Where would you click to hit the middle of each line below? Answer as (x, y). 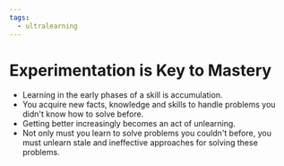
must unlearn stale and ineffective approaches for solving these (140, 143)
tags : (19, 17)
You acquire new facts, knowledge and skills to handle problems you (149, 105)
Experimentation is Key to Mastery (140, 70)
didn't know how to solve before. (83, 114)
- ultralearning (47, 26)
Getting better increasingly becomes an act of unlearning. (129, 124)
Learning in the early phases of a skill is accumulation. (122, 95)
